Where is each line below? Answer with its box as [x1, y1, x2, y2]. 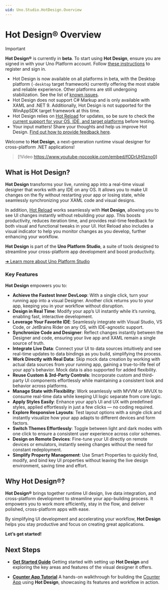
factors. [12, 420, 29, 426]
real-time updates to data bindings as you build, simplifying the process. [12, 350, 162, 356]
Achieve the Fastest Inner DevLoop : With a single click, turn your [12, 292, 149, 298]
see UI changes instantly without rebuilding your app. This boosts [5, 213, 141, 219]
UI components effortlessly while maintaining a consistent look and [25, 377, 163, 383]
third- [142, 372, 154, 378]
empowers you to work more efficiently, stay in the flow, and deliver [5, 501, 145, 507]
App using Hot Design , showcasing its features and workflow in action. [12, 579, 159, 585]
